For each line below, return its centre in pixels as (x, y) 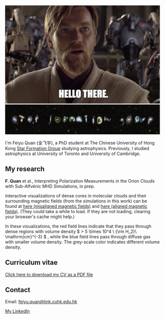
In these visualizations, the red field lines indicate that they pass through (78, 226)
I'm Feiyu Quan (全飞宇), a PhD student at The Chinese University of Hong (80, 143)
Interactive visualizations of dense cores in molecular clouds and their (76, 195)
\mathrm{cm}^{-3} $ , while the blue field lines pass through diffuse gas (78, 236)
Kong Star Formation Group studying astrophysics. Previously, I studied (77, 148)
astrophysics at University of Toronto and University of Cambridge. (73, 154)
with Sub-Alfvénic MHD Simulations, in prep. (50, 186)
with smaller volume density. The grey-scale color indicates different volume (82, 242)
